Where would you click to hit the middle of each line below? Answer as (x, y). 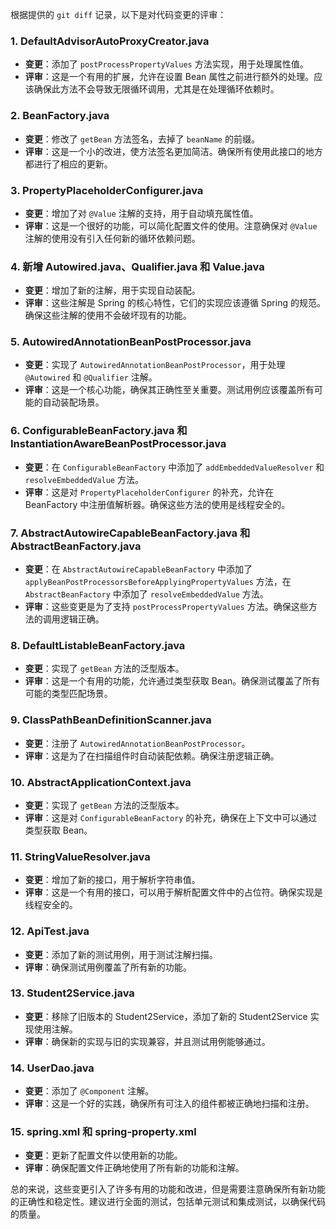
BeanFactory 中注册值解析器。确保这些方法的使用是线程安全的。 (157, 504)
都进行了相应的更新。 (68, 164)
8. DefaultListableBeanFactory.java (98, 645)
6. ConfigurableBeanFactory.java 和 (99, 431)
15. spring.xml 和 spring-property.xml (103, 1132)
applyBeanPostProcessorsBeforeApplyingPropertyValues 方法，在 (158, 582)
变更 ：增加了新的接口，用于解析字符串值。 (112, 880)
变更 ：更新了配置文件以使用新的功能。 (103, 1155)
